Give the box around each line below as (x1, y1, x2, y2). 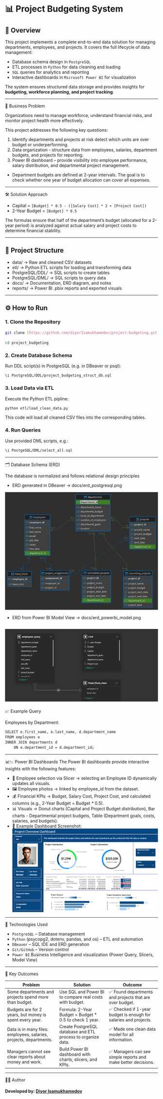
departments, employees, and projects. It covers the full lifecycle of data (5, 44, 150, 50)
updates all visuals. (12, 780, 51, 786)
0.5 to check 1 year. (59, 1017, 99, 1022)
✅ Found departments (109, 989, 153, 995)
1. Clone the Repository (5, 318, 61, 325)
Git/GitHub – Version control (12, 946, 69, 952)
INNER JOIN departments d (5, 740, 57, 745)
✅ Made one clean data (109, 1026, 156, 1032)
